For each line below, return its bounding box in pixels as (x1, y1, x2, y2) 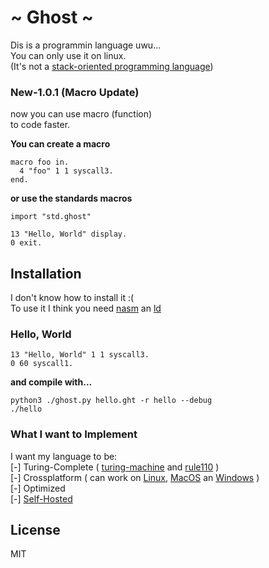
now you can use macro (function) (10, 108, 153, 120)
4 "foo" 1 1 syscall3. (19, 166, 114, 176)
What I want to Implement (10, 427, 138, 441)
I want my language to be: (10, 450, 118, 462)
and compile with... (10, 376, 93, 388)
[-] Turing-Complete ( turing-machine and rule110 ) (10, 461, 220, 473)
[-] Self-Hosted (10, 492, 73, 505)
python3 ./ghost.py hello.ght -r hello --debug (10, 396, 213, 406)
